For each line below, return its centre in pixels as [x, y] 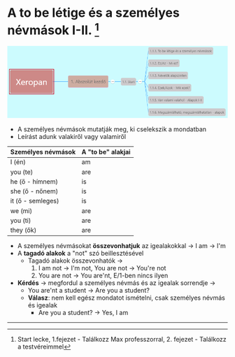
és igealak [43, 305]
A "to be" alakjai [106, 152]
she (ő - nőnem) [34, 191]
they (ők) [23, 230]
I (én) [18, 162]
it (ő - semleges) [35, 201]
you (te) [22, 172]
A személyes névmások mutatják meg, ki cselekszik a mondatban [112, 129]
